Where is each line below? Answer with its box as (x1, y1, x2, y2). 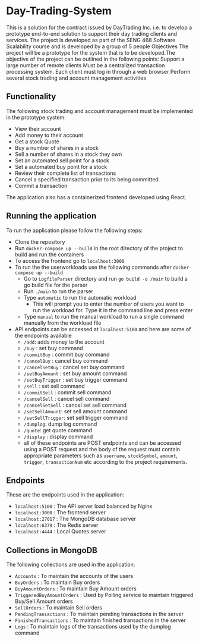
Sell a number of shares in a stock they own (14, 150, 122, 158)
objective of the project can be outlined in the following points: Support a (6, 55, 185, 62)
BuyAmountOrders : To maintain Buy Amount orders (14, 585, 137, 592)
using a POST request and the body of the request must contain (23, 445, 180, 453)
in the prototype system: (6, 114, 67, 121)
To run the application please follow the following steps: (6, 227, 143, 234)
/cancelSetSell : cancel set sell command (23, 401, 127, 409)
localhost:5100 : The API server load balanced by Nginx (14, 502, 153, 510)
